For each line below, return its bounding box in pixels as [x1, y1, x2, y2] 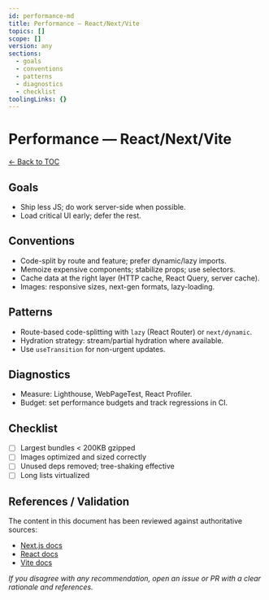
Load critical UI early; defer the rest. [20, 211, 141, 220]
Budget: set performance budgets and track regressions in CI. [20, 398, 228, 407]
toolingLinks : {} [8, 95, 67, 103]
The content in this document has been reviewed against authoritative [8, 516, 242, 526]
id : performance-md [8, 11, 75, 20]
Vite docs [20, 558, 53, 567]
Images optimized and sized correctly [20, 452, 147, 462]
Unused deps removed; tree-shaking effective [20, 461, 175, 472]
